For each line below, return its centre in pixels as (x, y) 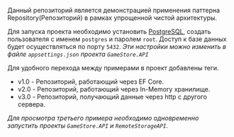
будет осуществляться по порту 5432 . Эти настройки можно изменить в (117, 46)
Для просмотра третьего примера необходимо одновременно (103, 118)
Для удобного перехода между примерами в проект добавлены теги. (113, 68)
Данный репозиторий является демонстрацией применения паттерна (114, 10)
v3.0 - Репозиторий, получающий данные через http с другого (112, 97)
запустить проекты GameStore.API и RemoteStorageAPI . (88, 126)
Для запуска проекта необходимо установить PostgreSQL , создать (109, 32)
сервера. (32, 104)
